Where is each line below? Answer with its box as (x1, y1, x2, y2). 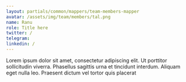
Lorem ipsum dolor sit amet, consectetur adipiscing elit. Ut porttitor (6, 56, 167, 64)
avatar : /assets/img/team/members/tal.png (6, 14, 111, 20)
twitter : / (6, 30, 33, 36)
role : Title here (6, 24, 48, 31)
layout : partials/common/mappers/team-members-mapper (6, 8, 140, 15)
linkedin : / (6, 41, 35, 47)
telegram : (6, 35, 30, 41)
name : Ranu (6, 19, 33, 25)
